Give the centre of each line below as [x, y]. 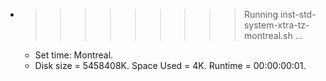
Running [261, 14]
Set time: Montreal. [74, 55]
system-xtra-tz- [276, 25]
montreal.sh [268, 35]
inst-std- [298, 14]
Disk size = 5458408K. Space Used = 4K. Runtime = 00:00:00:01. [170, 65]
